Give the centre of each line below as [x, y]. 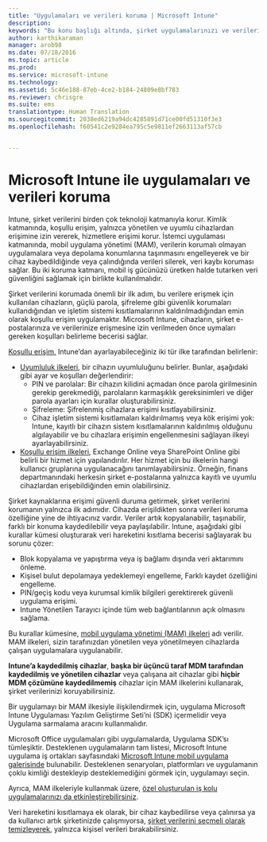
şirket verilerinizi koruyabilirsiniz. [62, 691]
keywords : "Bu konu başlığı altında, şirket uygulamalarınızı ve [118, 30]
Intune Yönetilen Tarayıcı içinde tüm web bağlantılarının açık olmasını [132, 609]
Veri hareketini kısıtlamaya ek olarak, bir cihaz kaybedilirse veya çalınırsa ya [132, 812]
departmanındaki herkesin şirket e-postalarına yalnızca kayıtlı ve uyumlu [138, 477]
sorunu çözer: [31, 543]
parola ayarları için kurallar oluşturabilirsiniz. [104, 401]
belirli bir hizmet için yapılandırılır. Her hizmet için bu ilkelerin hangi [129, 460]
